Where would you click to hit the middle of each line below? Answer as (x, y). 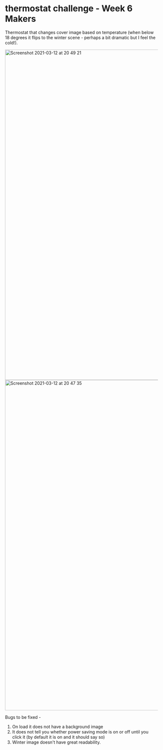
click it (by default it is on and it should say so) (58, 737)
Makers (21, 19)
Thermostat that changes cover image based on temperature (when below (79, 32)
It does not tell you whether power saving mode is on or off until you (80, 731)
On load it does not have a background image (57, 727)
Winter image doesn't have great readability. (56, 742)
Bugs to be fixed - (23, 717)
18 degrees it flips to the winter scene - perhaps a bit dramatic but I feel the (80, 38)
